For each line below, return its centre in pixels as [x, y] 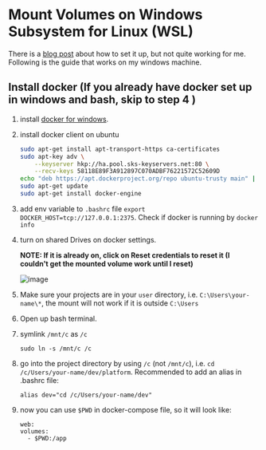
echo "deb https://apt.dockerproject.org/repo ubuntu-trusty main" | [138, 179]
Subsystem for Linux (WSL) [101, 32]
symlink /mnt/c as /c [53, 334]
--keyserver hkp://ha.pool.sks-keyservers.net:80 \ [122, 164]
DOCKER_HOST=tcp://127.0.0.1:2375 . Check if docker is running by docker [139, 217]
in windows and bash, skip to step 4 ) [102, 100]
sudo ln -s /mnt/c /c [55, 349]
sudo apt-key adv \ [52, 156]
